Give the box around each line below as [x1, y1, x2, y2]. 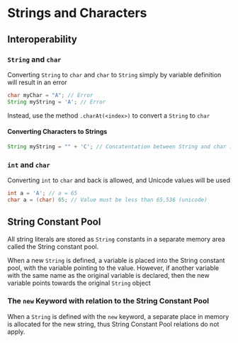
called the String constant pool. [7, 242, 99, 251]
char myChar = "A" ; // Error [7, 91, 93, 99]
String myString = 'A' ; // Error [7, 98, 106, 106]
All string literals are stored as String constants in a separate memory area [7, 235, 225, 243]
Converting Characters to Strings [7, 128, 108, 136]
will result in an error [7, 78, 67, 86]
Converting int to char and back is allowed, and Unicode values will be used [7, 176, 230, 184]
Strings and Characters [7, 5, 147, 21]
